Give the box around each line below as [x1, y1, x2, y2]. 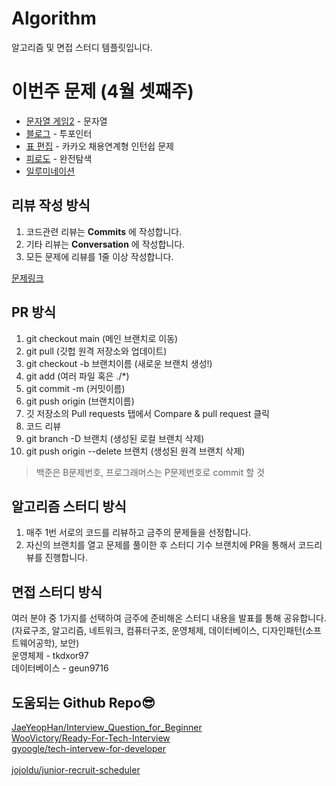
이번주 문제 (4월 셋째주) [11, 80, 194, 103]
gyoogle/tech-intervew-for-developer [11, 742, 166, 754]
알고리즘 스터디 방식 [11, 498, 127, 515]
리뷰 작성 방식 [11, 197, 91, 214]
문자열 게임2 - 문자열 [25, 115, 108, 127]
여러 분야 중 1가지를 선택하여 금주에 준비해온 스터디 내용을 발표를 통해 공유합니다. [11, 612, 327, 624]
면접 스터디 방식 [11, 583, 103, 601]
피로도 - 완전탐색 [25, 152, 93, 164]
